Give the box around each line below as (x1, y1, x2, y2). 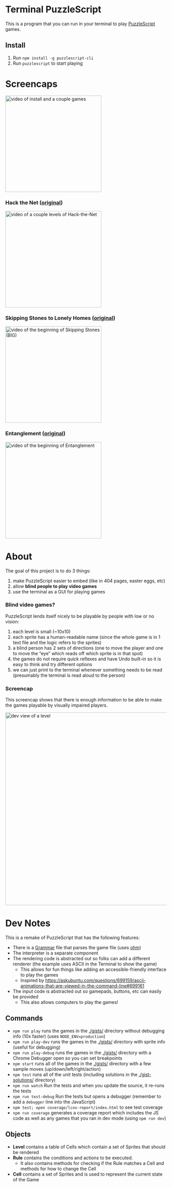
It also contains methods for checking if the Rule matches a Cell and (20, 1160, 164, 1166)
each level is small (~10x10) (12, 628, 71, 635)
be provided (12, 994, 38, 1000)
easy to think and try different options (12, 661, 93, 667)
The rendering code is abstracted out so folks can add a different (12, 956, 150, 962)
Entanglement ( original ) (5, 430, 66, 437)
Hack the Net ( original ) (5, 199, 63, 206)
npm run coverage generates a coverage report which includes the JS (12, 1109, 159, 1116)
